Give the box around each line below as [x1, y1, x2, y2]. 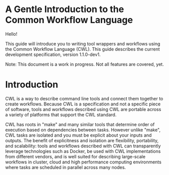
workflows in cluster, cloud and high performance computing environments [5, 159, 161, 165]
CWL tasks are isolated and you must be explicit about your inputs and [5, 132, 152, 138]
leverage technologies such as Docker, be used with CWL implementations [5, 148, 161, 154]
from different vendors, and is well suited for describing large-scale [5, 153, 146, 159]
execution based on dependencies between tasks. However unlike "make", [5, 127, 161, 133]
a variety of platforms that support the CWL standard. [5, 111, 117, 118]
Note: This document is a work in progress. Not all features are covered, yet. [5, 61, 164, 67]
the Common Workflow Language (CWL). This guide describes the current [5, 46, 160, 52]
